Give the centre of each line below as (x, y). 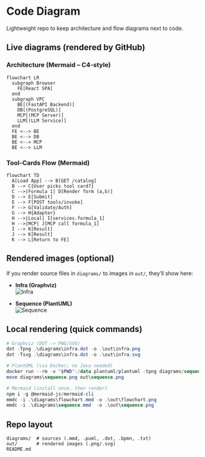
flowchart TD (23, 175)
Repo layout (30, 424)
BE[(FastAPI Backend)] (46, 104)
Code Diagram (43, 11)
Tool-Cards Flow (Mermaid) (48, 162)
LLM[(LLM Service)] (42, 121)
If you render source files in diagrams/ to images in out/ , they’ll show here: (100, 273)
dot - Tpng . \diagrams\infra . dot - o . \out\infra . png (73, 349)
